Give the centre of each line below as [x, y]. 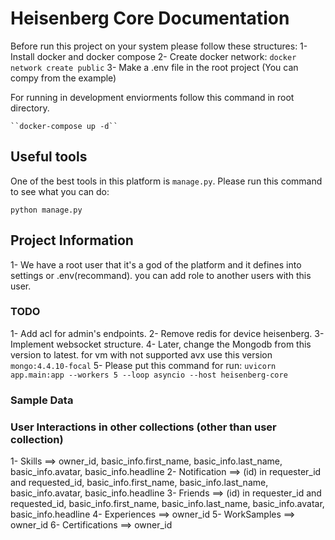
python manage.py [46, 210]
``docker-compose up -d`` [64, 126]
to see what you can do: [60, 191]
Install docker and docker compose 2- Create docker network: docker [153, 56]
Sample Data [42, 400]
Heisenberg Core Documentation [150, 18]
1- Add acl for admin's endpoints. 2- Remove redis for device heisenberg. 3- [167, 333]
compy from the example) [63, 78]
